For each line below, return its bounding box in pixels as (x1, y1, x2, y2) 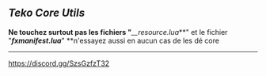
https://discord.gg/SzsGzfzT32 (8, 59, 110, 68)
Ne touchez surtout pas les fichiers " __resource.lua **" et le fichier (8, 27, 228, 36)
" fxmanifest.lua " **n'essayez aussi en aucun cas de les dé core (8, 36, 220, 45)
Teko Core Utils (8, 6, 85, 20)
